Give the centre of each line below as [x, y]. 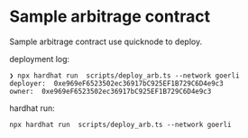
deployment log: [40, 59]
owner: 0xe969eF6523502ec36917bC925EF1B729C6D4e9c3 [110, 91]
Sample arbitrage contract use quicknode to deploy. [106, 41]
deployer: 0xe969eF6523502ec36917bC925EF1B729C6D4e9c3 [116, 83]
